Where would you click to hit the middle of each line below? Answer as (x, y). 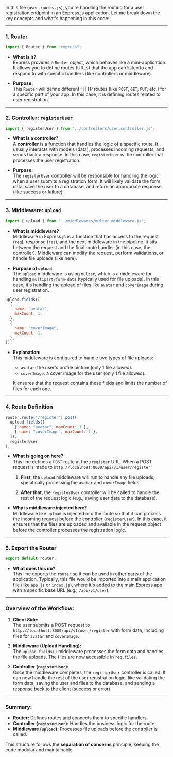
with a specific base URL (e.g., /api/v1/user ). (61, 590)
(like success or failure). (38, 192)
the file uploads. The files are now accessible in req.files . (75, 657)
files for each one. (32, 389)
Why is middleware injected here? (50, 508)
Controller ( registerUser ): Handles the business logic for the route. (84, 724)
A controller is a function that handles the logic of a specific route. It (85, 144)
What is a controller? (36, 138)
